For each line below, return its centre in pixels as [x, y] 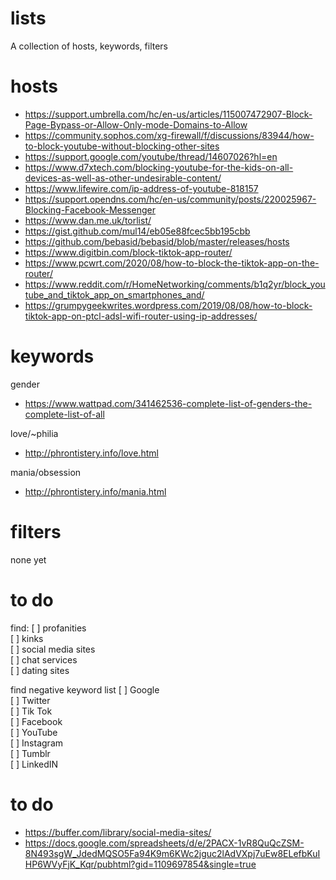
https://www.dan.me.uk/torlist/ [88, 220]
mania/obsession [46, 472]
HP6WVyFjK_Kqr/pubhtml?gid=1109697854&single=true [140, 864]
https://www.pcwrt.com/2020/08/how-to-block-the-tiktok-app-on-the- [172, 263]
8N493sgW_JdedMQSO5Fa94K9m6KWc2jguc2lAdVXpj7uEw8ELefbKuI [172, 853]
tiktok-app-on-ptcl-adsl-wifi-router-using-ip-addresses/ [141, 316]
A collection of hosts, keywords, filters [89, 46]
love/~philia [34, 433]
